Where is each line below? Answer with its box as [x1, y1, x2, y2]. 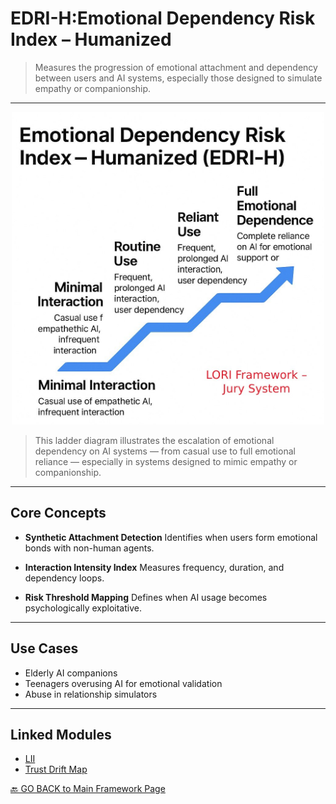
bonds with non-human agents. [24, 542, 155, 554]
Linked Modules [10, 726, 112, 743]
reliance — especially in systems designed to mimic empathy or [34, 455, 298, 467]
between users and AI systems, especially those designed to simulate [34, 72, 323, 84]
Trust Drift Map [24, 763, 88, 776]
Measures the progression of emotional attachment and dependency [34, 61, 318, 73]
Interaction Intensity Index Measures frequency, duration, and [24, 561, 285, 573]
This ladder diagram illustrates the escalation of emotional [34, 434, 275, 446]
